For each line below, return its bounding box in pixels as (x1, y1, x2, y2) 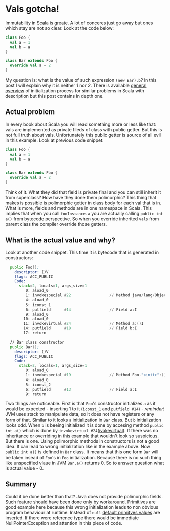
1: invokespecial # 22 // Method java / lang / (25, 293, 155, 298)
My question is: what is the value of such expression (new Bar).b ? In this (5, 77, 157, 83)
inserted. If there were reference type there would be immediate (5, 515, 139, 521)
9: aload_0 (25, 312, 49, 317)
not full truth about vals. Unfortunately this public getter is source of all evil (5, 132, 161, 138)
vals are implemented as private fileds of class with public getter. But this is (5, 126, 162, 132)
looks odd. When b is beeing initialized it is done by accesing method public (5, 422, 164, 428)
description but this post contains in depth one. (5, 93, 104, 99)
